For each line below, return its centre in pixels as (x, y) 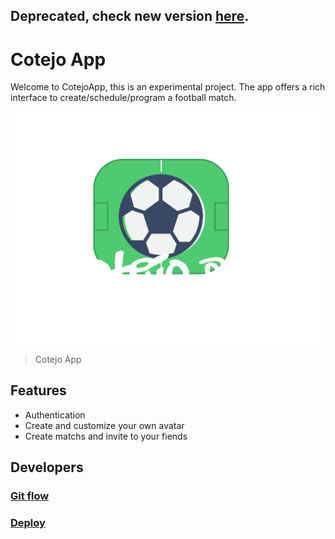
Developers (47, 467)
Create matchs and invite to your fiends (106, 436)
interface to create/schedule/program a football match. (123, 98)
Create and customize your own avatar (104, 425)
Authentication (55, 415)
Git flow (30, 496)
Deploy (28, 522)
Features (38, 390)
